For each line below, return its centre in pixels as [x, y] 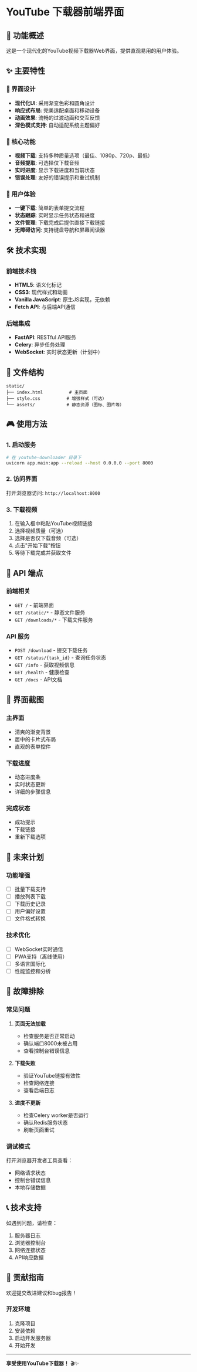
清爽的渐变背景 [33, 732]
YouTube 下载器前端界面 [65, 12]
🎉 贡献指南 [25, 1278]
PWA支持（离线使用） [41, 956]
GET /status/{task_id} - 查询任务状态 [60, 658]
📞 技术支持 [24, 1208]
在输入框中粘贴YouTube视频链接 [53, 524]
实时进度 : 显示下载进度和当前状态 [55, 170]
